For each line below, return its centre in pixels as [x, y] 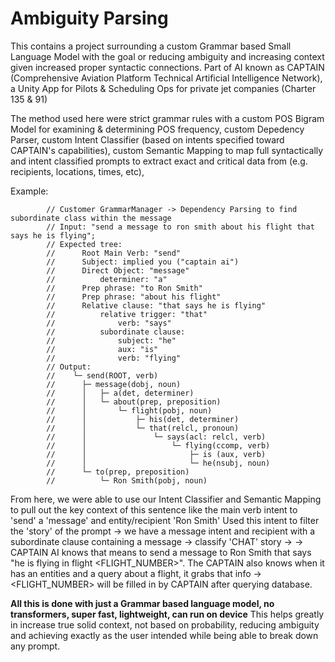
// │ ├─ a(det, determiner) [120, 393]
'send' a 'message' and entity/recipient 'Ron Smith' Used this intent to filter [165, 520]
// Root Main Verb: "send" [114, 253]
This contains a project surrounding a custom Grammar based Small [151, 46]
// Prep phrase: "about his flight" [134, 297]
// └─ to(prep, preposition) [118, 472]
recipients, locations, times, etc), [77, 171]
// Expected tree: [84, 244]
